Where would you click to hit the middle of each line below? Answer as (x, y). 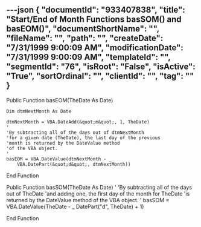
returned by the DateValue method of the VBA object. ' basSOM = (88, 200)
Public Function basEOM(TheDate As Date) (60, 100)
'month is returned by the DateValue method (63, 143)
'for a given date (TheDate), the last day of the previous (84, 138)
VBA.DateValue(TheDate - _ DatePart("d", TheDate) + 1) (75, 206)
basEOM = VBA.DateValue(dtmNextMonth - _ (59, 159)
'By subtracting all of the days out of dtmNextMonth (75, 133)
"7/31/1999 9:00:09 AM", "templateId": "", (88, 57)
